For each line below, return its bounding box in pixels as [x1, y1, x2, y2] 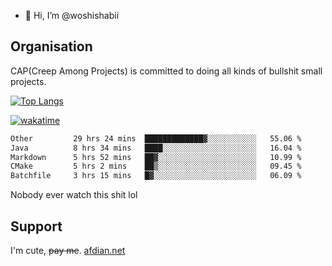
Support [10, 218, 63, 235]
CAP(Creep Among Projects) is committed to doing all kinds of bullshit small [10, 65, 323, 77]
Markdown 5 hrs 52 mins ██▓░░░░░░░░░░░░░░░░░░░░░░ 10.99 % [10, 152, 302, 162]
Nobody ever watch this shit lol [10, 189, 138, 201]
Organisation [10, 38, 93, 55]
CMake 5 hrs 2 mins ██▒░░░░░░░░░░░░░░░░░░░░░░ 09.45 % [10, 161, 302, 172]
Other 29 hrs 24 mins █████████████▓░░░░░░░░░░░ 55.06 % [10, 133, 302, 144]
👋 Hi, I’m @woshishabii [24, 10, 120, 21]
